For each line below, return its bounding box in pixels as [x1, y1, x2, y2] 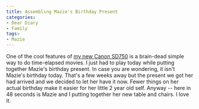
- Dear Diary [6, 20, 39, 26]
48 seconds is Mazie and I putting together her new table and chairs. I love [6, 91, 189, 98]
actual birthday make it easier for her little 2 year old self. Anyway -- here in [6, 85, 191, 91]
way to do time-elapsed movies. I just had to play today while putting [6, 59, 175, 66]
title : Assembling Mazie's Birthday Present [6, 8, 118, 15]
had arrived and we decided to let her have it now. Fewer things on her [6, 78, 179, 85]
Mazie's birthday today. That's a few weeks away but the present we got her [6, 72, 194, 79]
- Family [6, 25, 28, 32]
